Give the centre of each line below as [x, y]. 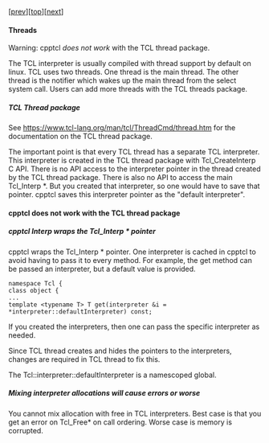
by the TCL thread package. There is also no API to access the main [120, 178]
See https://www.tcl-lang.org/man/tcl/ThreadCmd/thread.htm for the [122, 128]
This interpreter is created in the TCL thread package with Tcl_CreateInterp [132, 161]
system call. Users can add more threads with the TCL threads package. [128, 89]
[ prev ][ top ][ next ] [36, 12]
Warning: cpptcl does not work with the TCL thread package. [109, 48]
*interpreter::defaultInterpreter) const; [80, 312]
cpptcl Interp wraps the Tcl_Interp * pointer [82, 232]
